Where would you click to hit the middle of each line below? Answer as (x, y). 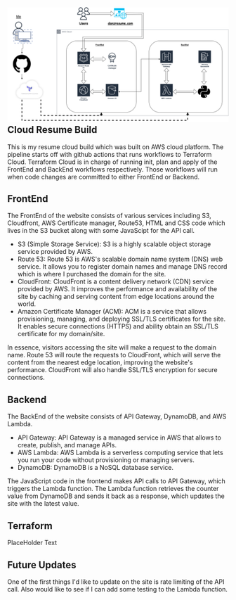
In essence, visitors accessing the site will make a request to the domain (112, 347)
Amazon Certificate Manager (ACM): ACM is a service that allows (112, 312)
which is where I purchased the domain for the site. (92, 274)
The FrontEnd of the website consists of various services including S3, (110, 216)
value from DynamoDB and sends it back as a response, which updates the (116, 496)
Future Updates (42, 564)
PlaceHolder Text (32, 543)
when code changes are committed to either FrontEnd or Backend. (104, 177)
